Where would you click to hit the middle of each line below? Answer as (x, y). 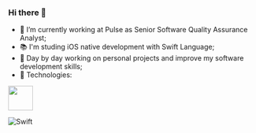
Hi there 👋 (28, 13)
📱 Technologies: (46, 75)
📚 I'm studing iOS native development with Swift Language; (117, 47)
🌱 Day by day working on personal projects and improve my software (132, 58)
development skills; (51, 67)
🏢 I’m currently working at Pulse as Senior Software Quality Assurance (134, 30)
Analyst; (33, 38)
